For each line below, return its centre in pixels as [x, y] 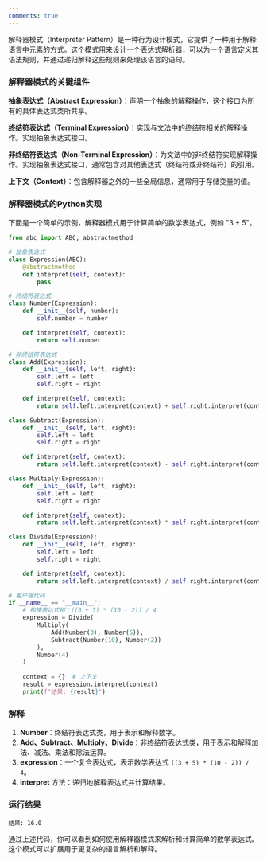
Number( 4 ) [53, 655]
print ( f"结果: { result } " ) [64, 691]
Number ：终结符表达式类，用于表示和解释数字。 [100, 733]
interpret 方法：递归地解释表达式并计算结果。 [95, 782]
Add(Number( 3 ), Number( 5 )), [97, 632]
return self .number [69, 340]
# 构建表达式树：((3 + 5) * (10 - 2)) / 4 [90, 610]
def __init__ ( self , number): [71, 311]
